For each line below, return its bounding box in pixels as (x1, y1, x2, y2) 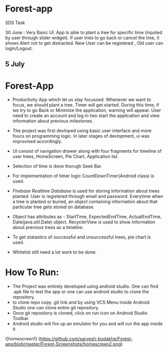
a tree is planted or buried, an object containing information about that (12, 199, 158, 205)
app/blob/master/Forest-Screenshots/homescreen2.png (5, 341, 121, 347)
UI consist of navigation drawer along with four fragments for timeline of (12, 148, 162, 154)
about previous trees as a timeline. (12, 224, 84, 230)
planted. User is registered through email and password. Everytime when (12, 193, 163, 199)
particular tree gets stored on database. (12, 204, 95, 210)
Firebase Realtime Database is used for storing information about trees (12, 188, 159, 194)
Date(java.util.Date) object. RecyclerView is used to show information (12, 219, 155, 225)
